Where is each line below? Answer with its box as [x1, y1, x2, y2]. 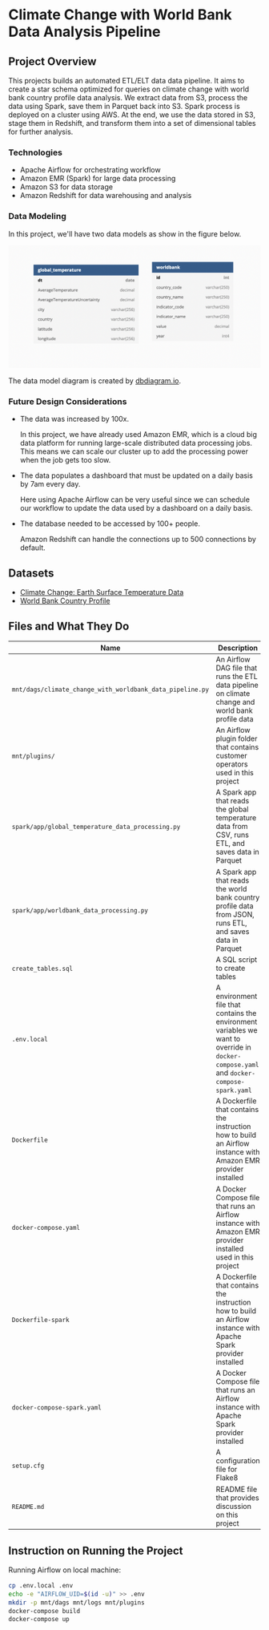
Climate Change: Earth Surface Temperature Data [19, 588, 184, 597]
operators [215, 759, 248, 769]
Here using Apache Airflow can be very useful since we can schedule [19, 495, 251, 504]
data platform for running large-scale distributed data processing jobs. [19, 439, 253, 448]
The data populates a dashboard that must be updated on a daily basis [19, 471, 254, 480]
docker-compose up [8, 1616, 70, 1624]
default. [19, 543, 46, 552]
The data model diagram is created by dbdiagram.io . [8, 376, 182, 386]
